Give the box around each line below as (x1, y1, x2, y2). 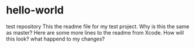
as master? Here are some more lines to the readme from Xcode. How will (6, 29, 184, 36)
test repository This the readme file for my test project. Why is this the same (6, 23, 190, 30)
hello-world (6, 4, 64, 17)
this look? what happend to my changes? (6, 35, 105, 42)
